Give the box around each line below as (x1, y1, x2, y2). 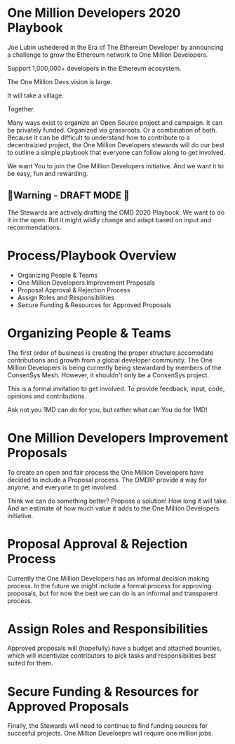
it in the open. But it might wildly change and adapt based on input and (7, 215, 212, 224)
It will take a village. (7, 91, 65, 100)
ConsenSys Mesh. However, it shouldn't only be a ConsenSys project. (7, 370, 209, 379)
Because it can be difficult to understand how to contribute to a (7, 133, 191, 142)
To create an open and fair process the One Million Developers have (7, 468, 204, 476)
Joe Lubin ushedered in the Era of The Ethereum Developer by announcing (7, 43, 224, 51)
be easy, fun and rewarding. (7, 169, 88, 177)
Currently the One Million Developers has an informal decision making (7, 574, 209, 583)
